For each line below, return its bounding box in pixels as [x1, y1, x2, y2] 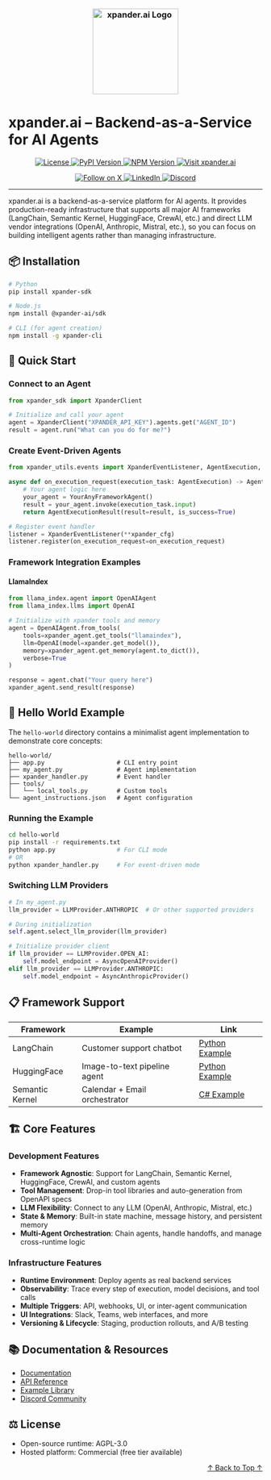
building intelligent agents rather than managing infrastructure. [8, 230, 216, 240]
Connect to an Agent [8, 378, 91, 390]
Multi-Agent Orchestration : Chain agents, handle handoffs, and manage [19, 1228, 262, 1238]
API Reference [19, 1377, 69, 1386]
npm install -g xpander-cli [8, 331, 103, 340]
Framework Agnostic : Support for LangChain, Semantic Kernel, [19, 1169, 232, 1178]
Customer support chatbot [81, 1042, 182, 1053]
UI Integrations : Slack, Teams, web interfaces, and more [19, 1310, 208, 1319]
